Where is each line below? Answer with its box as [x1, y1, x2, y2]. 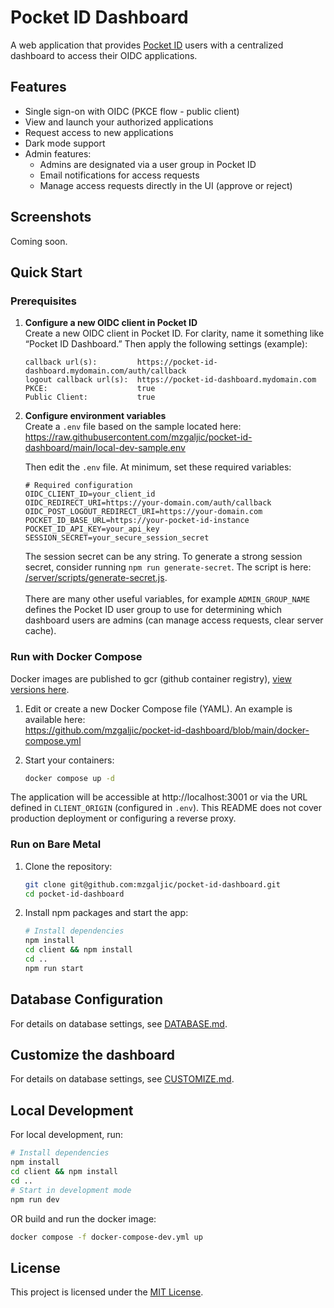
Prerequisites [10, 294, 77, 308]
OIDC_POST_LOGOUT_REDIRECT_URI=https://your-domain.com [24, 507, 263, 517]
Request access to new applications [24, 126, 174, 138]
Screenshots [10, 209, 92, 226]
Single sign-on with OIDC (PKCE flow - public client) [24, 105, 240, 117]
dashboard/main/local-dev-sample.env [24, 442, 186, 454]
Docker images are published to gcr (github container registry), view [10, 672, 292, 685]
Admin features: [24, 147, 92, 160]
